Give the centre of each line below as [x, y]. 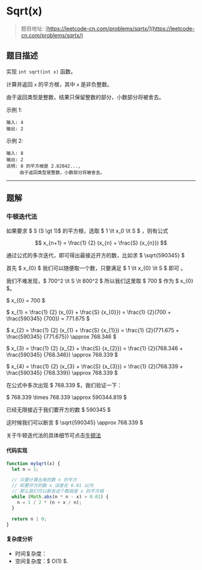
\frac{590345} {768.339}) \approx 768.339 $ [62, 373]
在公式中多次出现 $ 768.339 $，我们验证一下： [64, 385]
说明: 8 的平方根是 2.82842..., [44, 166]
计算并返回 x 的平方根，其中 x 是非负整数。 [60, 84]
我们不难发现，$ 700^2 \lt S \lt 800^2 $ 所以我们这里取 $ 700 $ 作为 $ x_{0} [100, 281]
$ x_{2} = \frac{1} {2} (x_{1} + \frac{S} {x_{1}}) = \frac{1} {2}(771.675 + [93, 330]
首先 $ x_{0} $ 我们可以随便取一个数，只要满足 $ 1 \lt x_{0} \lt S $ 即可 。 [96, 268]
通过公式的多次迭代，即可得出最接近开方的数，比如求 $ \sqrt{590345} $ [96, 255]
